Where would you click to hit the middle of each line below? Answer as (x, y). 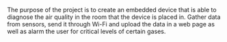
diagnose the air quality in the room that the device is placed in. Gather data (114, 17)
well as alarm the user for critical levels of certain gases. (86, 31)
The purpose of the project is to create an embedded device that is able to (112, 10)
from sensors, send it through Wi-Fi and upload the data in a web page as (111, 24)
